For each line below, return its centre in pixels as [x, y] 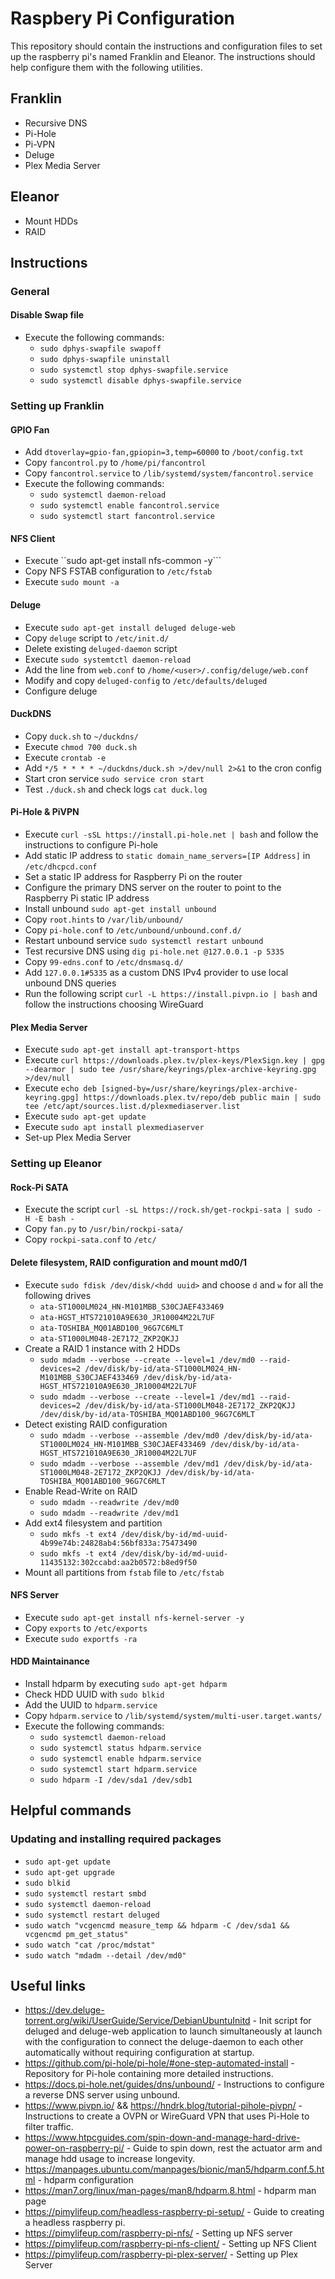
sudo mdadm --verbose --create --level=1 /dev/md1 [147, 1397]
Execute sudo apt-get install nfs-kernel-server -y [134, 1617]
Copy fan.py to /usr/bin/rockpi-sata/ [104, 1229]
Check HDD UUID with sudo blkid [94, 1694]
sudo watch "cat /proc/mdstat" [90, 1945]
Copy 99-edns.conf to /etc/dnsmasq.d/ [104, 962]
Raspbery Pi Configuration [122, 18]
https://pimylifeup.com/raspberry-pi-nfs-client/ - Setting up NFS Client [170, 2244]
